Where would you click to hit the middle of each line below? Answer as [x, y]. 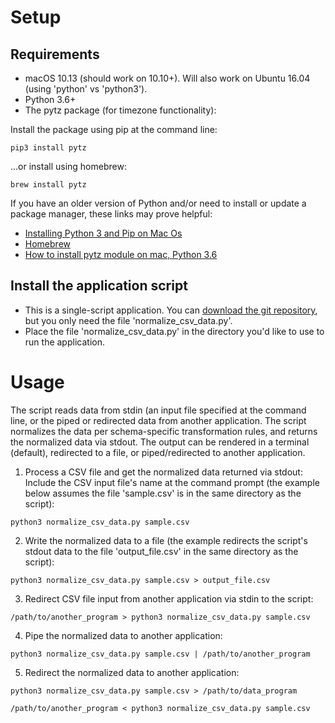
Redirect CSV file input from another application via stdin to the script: [169, 598]
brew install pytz [48, 185]
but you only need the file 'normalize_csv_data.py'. [128, 320]
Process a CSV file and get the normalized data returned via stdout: [163, 472]
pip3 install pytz [48, 148]
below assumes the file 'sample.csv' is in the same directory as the [163, 493]
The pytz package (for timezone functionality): [120, 110]
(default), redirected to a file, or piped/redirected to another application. [158, 452]
